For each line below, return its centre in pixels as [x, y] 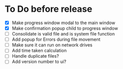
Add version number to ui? [39, 62]
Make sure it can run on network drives [52, 45]
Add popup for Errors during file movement [56, 39]
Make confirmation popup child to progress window [65, 28]
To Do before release [49, 9]
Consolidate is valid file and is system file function [63, 34]
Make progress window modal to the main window [63, 23]
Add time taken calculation [39, 51]
